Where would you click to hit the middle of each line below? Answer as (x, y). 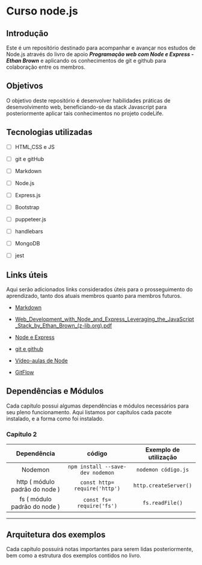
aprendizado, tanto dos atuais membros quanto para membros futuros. (94, 296)
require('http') (97, 489)
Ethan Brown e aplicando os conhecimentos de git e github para (86, 61)
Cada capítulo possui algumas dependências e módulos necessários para (98, 406)
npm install (85, 467)
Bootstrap (27, 207)
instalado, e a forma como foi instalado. (55, 418)
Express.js (28, 195)
